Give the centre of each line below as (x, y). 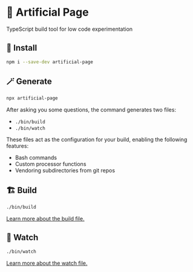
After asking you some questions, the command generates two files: (91, 110)
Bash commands (36, 158)
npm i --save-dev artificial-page (50, 62)
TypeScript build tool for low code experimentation (70, 29)
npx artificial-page (32, 98)
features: (18, 146)
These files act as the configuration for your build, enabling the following (97, 140)
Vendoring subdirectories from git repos (65, 171)
